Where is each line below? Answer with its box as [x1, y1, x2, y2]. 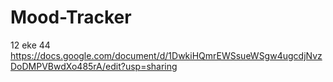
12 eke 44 [10, 39, 51, 51]
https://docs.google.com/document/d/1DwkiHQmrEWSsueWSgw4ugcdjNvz [10, 49, 323, 61]
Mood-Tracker [10, 6, 132, 29]
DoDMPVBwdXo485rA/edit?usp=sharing [10, 60, 178, 72]
